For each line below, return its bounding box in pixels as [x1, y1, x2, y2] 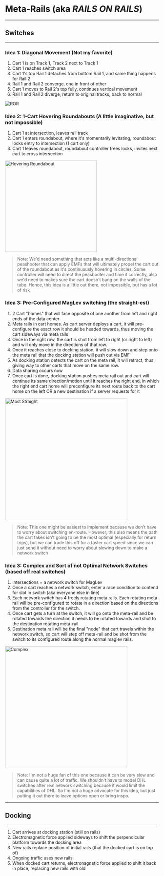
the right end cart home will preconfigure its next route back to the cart [12, 383, 155, 389]
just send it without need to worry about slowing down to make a [17, 545, 147, 550]
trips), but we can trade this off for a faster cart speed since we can [17, 539, 153, 545]
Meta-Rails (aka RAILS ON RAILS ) [5, 3, 143, 15]
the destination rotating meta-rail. [12, 621, 80, 627]
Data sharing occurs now [12, 367, 63, 373]
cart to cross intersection [12, 151, 63, 157]
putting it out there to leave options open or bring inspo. [17, 793, 130, 798]
